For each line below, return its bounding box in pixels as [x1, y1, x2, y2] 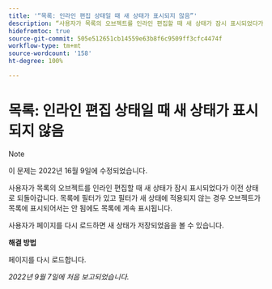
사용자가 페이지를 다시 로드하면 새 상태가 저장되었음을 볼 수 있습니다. [8, 220, 224, 230]
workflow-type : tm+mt [8, 42, 82, 50]
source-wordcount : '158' [8, 49, 92, 57]
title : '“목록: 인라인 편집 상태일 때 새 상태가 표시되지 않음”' [8, 11, 198, 20]
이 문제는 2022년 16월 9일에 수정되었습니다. [8, 165, 148, 175]
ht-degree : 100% [8, 57, 63, 66]
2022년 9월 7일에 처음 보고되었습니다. [8, 272, 130, 282]
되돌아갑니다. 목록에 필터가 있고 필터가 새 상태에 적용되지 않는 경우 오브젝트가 [16, 193, 261, 202]
